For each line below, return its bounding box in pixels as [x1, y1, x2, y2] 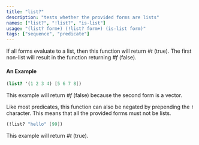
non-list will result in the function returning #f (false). [6, 54, 137, 61]
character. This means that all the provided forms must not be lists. [6, 110, 171, 117]
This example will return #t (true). [6, 132, 89, 140]
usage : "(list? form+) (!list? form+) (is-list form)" [6, 25, 146, 32]
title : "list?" [6, 8, 44, 15]
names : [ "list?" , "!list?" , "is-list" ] [6, 20, 106, 26]
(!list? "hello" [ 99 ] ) [6, 121, 63, 128]
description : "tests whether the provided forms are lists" [6, 14, 160, 20]
